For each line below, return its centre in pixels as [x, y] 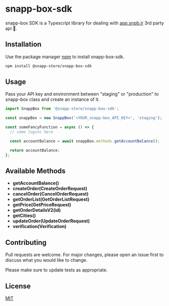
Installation [23, 45]
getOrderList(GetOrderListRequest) [51, 200]
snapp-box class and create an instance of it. [53, 99]
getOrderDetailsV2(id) [37, 210]
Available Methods [36, 171]
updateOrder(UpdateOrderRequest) [51, 221]
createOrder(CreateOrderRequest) [50, 188]
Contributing [26, 242]
